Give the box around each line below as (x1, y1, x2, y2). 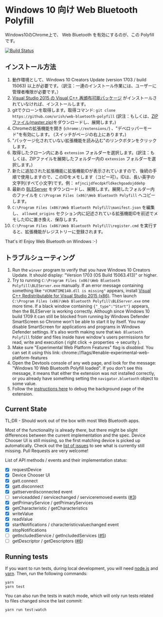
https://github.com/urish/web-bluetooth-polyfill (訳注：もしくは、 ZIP (12, 113, 158, 119)
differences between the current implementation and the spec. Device (5, 432, 146, 438)
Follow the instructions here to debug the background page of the (12, 386, 145, 391)
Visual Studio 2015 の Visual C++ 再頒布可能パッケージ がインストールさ (12, 95, 157, 101)
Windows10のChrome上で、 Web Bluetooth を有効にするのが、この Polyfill (5, 32, 155, 37)
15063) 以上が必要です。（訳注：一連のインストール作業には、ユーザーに (12, 83, 157, 88)
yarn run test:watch (5, 607, 47, 613)
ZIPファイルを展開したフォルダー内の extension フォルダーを (29, 156, 152, 161)
